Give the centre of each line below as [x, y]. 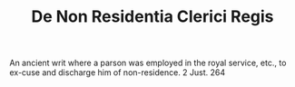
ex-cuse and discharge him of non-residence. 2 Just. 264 [118, 72]
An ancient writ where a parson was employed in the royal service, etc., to [148, 63]
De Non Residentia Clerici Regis [152, 17]
